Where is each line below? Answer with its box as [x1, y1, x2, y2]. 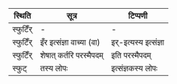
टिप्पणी [128, 10, 147, 21]
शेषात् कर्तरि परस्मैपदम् [39, 50, 104, 61]
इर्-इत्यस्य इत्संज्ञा [111, 37, 165, 47]
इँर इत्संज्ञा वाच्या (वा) [39, 37, 101, 47]
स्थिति [13, 10, 31, 21]
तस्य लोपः [39, 63, 68, 74]
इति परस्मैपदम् [111, 50, 151, 61]
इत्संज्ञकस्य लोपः [111, 63, 158, 74]
